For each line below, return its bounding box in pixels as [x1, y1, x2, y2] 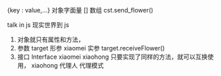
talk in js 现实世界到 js [7, 21, 69, 29]
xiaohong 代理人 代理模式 [30, 61, 104, 69]
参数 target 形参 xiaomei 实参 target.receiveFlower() [17, 44, 165, 52]
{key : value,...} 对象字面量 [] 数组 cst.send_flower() [7, 6, 154, 14]
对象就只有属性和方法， [17, 35, 85, 44]
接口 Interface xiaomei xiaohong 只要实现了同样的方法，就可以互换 [17, 53, 208, 61]
